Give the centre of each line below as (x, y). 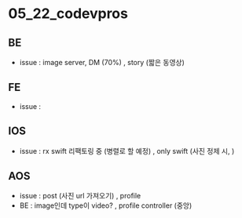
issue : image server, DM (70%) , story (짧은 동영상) (102, 62)
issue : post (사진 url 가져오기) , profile (80, 196)
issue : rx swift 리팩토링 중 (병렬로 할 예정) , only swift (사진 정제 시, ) (127, 151)
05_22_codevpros (68, 14)
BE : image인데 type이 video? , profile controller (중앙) (106, 205)
